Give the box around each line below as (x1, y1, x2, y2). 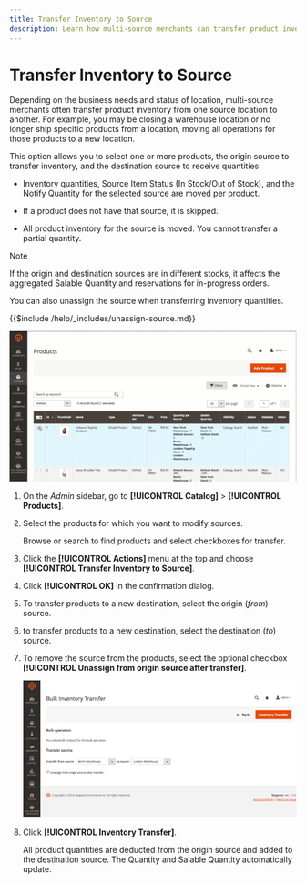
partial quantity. (22, 233, 82, 244)
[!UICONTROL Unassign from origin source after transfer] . (22, 662, 248, 673)
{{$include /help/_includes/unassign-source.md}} (9, 313, 196, 324)
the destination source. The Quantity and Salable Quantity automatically (22, 854, 293, 865)
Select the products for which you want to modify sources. (22, 517, 243, 528)
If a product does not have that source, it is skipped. (22, 206, 219, 217)
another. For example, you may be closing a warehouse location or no (9, 114, 271, 125)
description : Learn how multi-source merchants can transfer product (9, 24, 280, 34)
